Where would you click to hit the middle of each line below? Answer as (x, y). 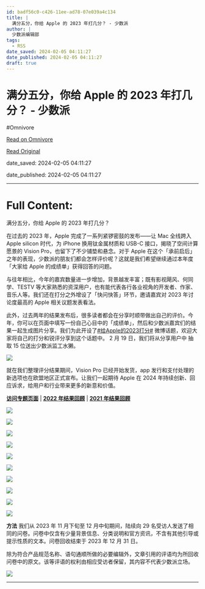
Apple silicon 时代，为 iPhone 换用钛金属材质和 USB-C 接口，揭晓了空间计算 (102, 244)
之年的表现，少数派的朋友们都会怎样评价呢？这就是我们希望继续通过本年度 (100, 259)
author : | (19, 29)
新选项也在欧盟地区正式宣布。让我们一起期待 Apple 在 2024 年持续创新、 (98, 378)
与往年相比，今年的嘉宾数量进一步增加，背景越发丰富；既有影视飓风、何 (97, 280)
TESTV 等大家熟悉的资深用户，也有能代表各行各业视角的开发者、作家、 (106, 287)
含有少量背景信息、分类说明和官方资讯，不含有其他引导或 (126, 533)
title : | (17, 18)
